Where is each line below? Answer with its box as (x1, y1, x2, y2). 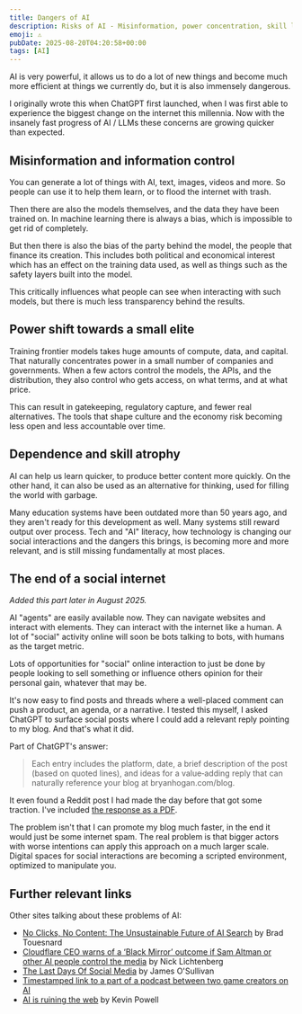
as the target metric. (9, 641, 84, 652)
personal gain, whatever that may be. (9, 678, 147, 689)
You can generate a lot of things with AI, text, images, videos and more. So (9, 176, 286, 187)
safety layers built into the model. (9, 269, 133, 280)
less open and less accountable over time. (9, 420, 166, 431)
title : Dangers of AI (9, 13, 91, 22)
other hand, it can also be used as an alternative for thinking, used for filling (9, 480, 289, 491)
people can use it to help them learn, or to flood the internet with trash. (9, 186, 271, 197)
